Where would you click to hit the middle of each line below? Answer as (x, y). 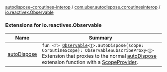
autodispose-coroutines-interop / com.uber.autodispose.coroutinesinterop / (83, 7)
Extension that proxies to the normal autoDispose (99, 56)
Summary (101, 38)
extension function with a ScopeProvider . (90, 62)
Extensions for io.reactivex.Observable (53, 25)
